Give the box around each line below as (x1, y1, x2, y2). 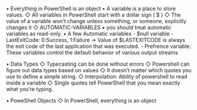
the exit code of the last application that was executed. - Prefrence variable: (6, 43, 191, 50)
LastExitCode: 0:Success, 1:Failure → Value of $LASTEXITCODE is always (6, 37, 185, 43)
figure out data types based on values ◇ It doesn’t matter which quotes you (6, 67, 192, 73)
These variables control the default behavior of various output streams (6, 49, 179, 56)
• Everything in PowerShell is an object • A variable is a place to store (6, 5, 176, 12)
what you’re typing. (6, 86, 53, 92)
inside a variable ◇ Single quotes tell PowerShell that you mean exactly (6, 79, 180, 86)
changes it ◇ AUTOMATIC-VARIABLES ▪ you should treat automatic (6, 24, 172, 31)
